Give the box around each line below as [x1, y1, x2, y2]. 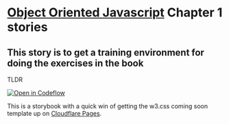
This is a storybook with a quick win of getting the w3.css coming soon [7, 102, 208, 110]
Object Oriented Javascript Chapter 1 [7, 5, 223, 21]
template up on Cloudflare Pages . [7, 110, 102, 117]
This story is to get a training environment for [7, 47, 204, 58]
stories [7, 19, 48, 35]
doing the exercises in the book [7, 57, 144, 69]
